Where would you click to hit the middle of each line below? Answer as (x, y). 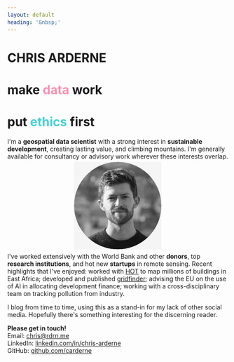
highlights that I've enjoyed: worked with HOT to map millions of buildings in (117, 271)
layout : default (31, 15)
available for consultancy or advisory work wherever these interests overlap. (118, 156)
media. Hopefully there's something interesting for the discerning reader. (112, 314)
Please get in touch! (37, 328)
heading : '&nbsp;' (34, 22)
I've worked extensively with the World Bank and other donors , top (104, 256)
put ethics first (51, 122)
